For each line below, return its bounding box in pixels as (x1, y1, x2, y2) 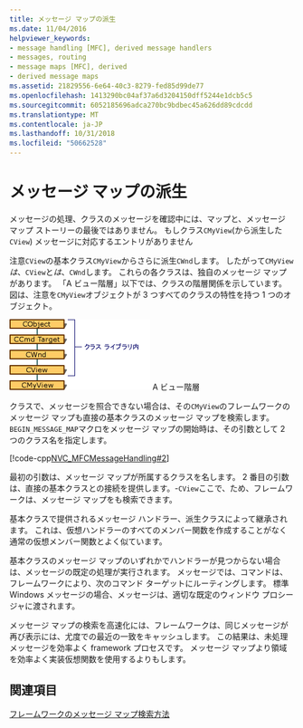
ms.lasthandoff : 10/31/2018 (9, 129, 116, 139)
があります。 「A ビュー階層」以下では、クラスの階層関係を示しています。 (9, 277, 288, 289)
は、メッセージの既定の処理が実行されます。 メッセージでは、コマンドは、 (9, 566, 288, 577)
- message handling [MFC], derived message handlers (9, 43, 213, 53)
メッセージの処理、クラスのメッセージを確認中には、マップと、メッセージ (9, 213, 287, 224)
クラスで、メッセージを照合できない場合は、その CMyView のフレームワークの (9, 400, 291, 411)
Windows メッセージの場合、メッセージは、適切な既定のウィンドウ (9, 589, 260, 599)
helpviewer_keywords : (9, 34, 91, 43)
